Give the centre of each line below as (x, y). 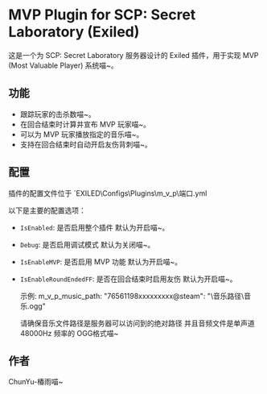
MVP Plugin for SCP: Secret (102, 15)
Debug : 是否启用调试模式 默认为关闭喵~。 (87, 244)
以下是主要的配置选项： (47, 210)
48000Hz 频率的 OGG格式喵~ (69, 333)
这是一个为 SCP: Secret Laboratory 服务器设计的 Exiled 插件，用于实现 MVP (133, 55)
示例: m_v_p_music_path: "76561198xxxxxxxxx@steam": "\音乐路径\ (132, 296)
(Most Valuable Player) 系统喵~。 (63, 65)
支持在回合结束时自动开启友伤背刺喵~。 (86, 144)
